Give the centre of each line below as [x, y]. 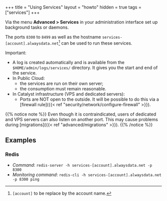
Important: [16, 53]
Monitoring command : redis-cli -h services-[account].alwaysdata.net [87, 175]
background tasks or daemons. [37, 27]
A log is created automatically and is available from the [68, 62]
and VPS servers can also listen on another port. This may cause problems [82, 119]
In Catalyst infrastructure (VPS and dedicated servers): [69, 94]
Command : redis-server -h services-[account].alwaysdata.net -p [82, 165]
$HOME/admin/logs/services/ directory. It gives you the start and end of [85, 67]
